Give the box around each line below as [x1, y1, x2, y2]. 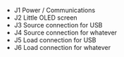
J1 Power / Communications [13, 6, 96, 14]
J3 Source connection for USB [13, 21, 103, 29]
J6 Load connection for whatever [13, 44, 111, 51]
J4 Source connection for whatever [13, 28, 118, 37]
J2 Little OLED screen [13, 13, 77, 22]
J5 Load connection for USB [13, 36, 97, 44]
